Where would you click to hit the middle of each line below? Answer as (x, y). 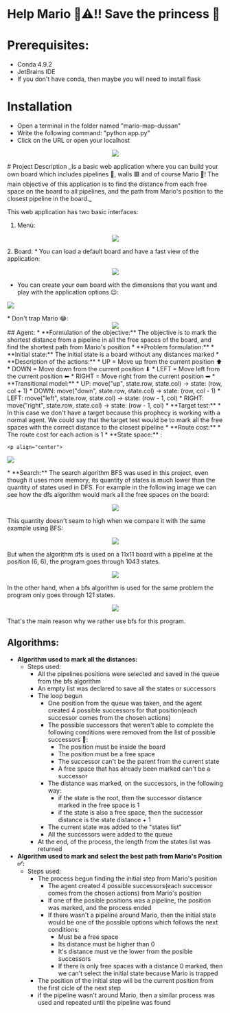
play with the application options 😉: (68, 292)
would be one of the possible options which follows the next (133, 922)
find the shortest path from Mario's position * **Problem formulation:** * (111, 347)
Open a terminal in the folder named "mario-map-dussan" (99, 126)
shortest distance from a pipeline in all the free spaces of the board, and (109, 340)
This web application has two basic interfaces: (73, 212)
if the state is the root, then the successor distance (130, 797)
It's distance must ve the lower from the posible (126, 951)
